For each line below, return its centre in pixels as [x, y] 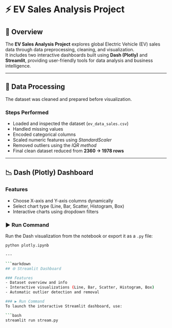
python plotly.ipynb [27, 245]
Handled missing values [38, 129]
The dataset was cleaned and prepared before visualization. [69, 99]
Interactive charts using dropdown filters [56, 211]
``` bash [14, 315]
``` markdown [18, 264]
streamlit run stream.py [32, 320]
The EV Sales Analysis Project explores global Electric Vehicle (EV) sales [83, 44]
